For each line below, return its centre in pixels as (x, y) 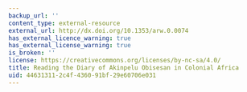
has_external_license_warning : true (70, 46)
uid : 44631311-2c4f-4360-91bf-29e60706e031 (82, 75)
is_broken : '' (32, 53)
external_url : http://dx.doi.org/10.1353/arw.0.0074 (99, 30)
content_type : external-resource (64, 23)
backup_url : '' (34, 16)
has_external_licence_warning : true (70, 38)
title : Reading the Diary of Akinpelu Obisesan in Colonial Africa (124, 68)
